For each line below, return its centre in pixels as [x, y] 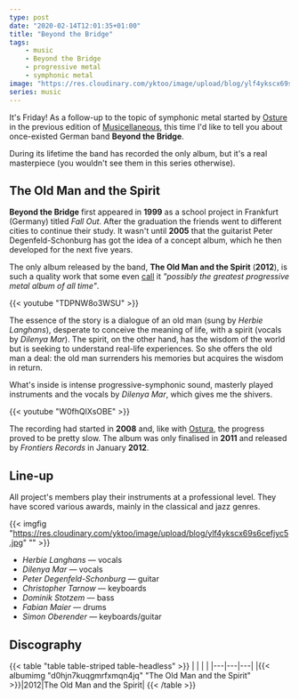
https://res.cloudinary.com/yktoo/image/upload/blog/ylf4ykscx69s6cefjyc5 [151, 534]
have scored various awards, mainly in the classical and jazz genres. [135, 507]
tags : [19, 42]
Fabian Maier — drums [64, 607]
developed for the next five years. [71, 250]
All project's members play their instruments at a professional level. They [143, 497]
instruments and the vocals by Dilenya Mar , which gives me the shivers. [141, 394]
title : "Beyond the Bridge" [61, 34]
